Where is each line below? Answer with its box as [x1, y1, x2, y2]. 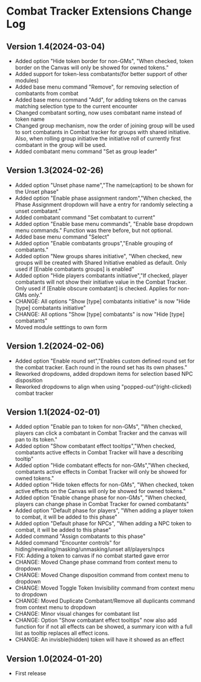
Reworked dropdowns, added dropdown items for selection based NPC [15, 370, 193, 377]
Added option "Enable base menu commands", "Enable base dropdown [15, 220, 194, 227]
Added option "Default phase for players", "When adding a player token [15, 507, 194, 514]
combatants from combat [15, 90, 79, 97]
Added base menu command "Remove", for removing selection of [15, 83, 179, 90]
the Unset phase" [15, 188, 59, 195]
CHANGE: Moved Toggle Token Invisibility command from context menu [15, 584, 195, 592]
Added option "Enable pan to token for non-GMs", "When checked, [15, 423, 183, 431]
